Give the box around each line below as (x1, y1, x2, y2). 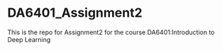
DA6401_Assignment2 (7, 5, 143, 21)
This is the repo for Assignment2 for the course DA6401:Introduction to (7, 28, 215, 36)
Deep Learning (7, 35, 51, 43)
